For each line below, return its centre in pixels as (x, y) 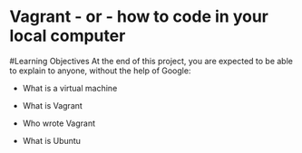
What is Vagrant (53, 105)
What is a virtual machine (70, 88)
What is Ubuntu (52, 140)
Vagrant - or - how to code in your (139, 17)
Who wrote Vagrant (59, 123)
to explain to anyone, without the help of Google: (100, 71)
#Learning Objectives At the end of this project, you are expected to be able (151, 61)
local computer (68, 36)
